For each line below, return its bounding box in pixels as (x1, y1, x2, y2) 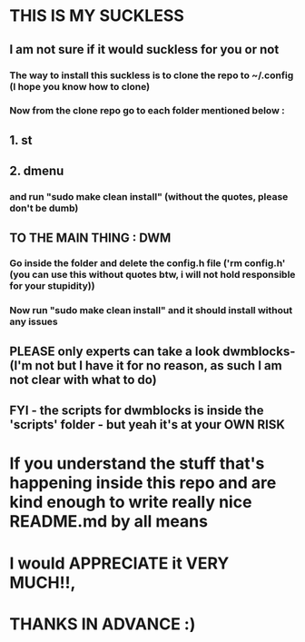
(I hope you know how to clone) (9, 80, 151, 93)
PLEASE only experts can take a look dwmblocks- (9, 343, 296, 359)
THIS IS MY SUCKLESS (9, 5, 184, 26)
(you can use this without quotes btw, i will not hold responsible (9, 269, 296, 281)
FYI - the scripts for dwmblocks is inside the (9, 403, 264, 419)
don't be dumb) (9, 202, 79, 214)
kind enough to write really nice (9, 492, 252, 513)
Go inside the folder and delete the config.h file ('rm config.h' (9, 257, 286, 270)
